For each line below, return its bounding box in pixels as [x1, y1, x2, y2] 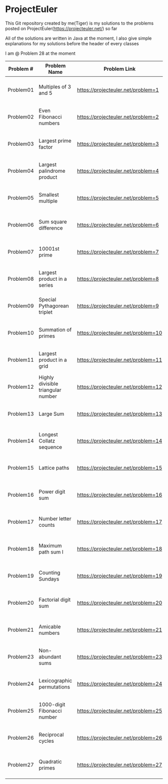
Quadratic [38, 758, 62, 765]
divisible [38, 380, 58, 387]
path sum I [38, 548, 63, 555]
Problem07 [7, 248, 34, 255]
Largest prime [38, 137, 71, 144]
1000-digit [38, 701, 65, 708]
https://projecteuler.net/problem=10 [76, 329, 162, 336]
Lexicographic [38, 677, 72, 684]
